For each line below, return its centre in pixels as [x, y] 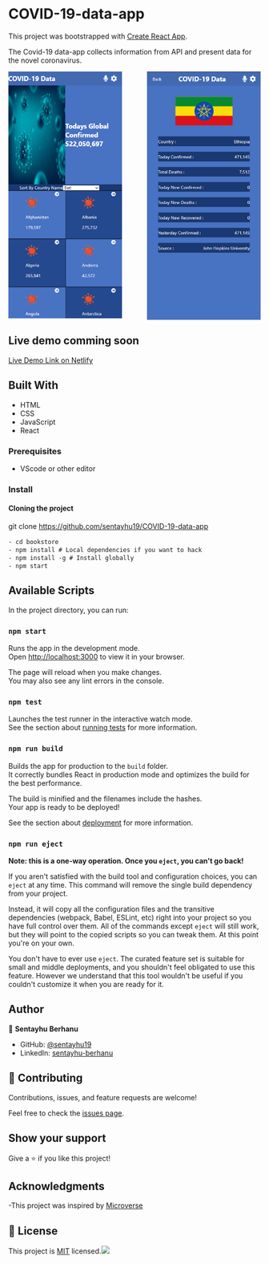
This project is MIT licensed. [55, 1251]
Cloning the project [41, 508]
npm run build [36, 749]
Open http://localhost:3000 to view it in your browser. [97, 657]
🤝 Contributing [46, 1078]
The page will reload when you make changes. [85, 673]
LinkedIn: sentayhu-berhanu [66, 1053]
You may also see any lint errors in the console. [86, 681]
